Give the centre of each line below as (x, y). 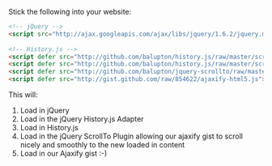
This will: (23, 95)
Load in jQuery (45, 110)
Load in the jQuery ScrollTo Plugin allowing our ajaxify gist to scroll (131, 136)
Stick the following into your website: (70, 12)
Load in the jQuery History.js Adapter (82, 119)
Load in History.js (49, 128)
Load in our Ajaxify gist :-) (64, 153)
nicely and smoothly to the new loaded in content (102, 145)
